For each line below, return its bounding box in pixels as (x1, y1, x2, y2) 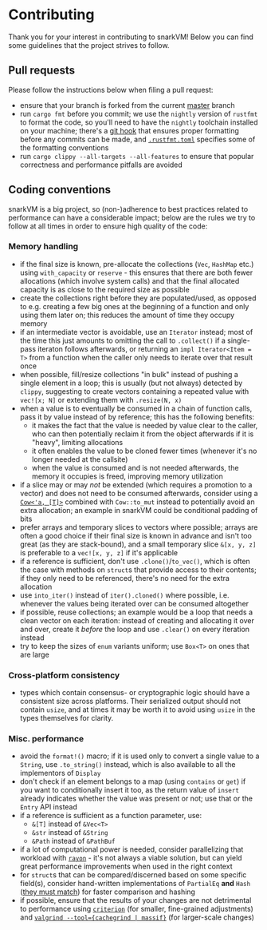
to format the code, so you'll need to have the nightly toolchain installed (19, 117, 258, 127)
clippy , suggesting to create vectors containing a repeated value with (19, 386, 249, 396)
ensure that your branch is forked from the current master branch (19, 100, 235, 109)
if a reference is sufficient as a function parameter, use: (19, 811, 202, 821)
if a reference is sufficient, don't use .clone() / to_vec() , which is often (19, 556, 251, 566)
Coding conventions (8, 183, 112, 197)
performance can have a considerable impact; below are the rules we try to (8, 213, 256, 222)
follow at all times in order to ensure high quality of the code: (8, 221, 208, 231)
